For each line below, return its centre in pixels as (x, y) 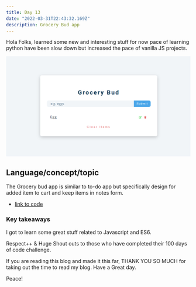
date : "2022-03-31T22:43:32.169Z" (48, 18)
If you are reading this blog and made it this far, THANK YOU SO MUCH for (96, 261)
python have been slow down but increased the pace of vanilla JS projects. (97, 48)
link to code (29, 204)
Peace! (15, 278)
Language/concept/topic (53, 172)
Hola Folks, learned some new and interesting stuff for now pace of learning (98, 42)
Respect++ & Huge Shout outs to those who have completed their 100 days (97, 243)
